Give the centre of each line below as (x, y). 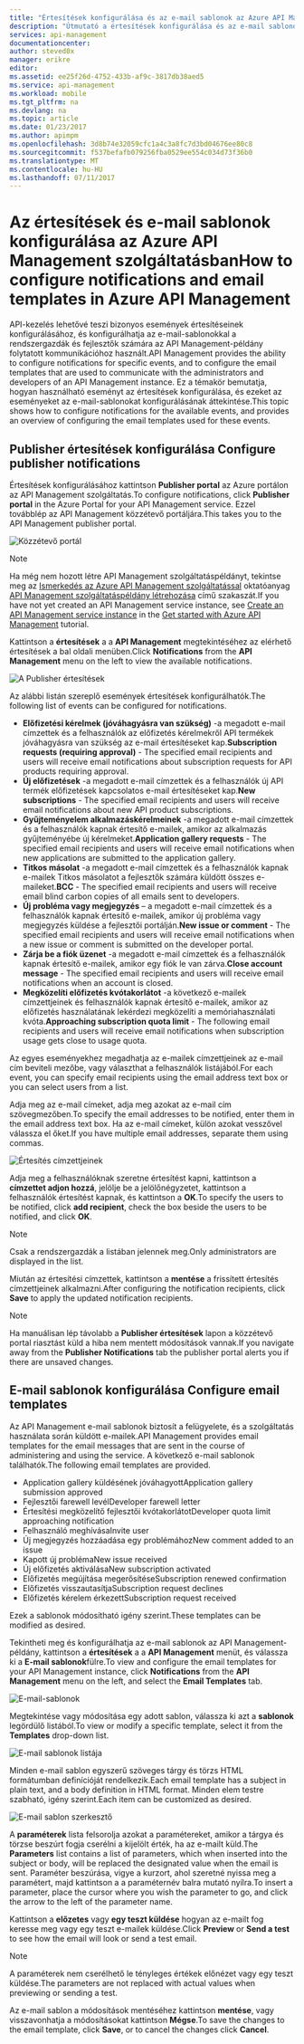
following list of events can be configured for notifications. (118, 706)
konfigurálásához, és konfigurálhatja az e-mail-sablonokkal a (123, 334)
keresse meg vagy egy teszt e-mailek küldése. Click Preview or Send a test (149, 1928)
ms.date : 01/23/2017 (48, 128)
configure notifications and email (137, 280)
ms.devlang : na (38, 110)
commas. (27, 1143)
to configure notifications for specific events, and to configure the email (143, 363)
